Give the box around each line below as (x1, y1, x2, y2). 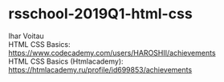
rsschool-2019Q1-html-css (8, 5, 193, 23)
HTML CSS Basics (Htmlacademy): (8, 57, 124, 66)
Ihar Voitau (8, 31, 44, 41)
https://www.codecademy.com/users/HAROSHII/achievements (8, 48, 216, 57)
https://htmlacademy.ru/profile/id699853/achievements (8, 64, 193, 74)
